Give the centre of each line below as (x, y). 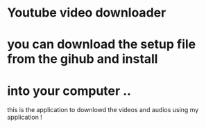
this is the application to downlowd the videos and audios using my (103, 110)
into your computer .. (69, 91)
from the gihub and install (83, 59)
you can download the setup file (102, 45)
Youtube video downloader (87, 13)
